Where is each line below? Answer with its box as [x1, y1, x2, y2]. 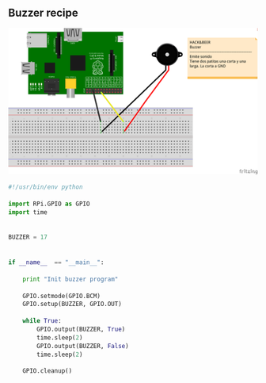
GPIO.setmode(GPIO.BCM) [22, 292, 101, 300]
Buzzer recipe [8, 6, 78, 20]
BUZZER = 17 [8, 233, 47, 241]
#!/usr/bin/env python [8, 183, 83, 191]
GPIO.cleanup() [22, 367, 73, 375]
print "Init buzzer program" [22, 275, 119, 283]
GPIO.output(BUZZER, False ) [36, 342, 129, 350]
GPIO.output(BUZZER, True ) [36, 325, 126, 333]
